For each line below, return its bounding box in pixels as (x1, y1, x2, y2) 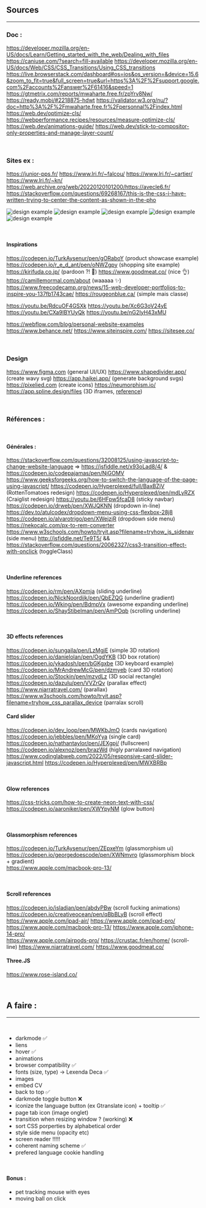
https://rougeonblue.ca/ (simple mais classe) (75, 290, 189, 297)
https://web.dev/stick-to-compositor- (95, 123, 189, 130)
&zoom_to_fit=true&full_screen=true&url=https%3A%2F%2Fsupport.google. (6, 77, 199, 85)
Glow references (6, 785, 50, 792)
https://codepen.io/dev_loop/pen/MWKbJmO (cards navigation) (6, 727, 167, 734)
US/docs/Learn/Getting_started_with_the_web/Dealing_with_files (6, 51, 170, 58)
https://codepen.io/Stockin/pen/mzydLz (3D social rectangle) (6, 672, 161, 680)
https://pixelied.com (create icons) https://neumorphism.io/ (6, 381, 156, 389)
